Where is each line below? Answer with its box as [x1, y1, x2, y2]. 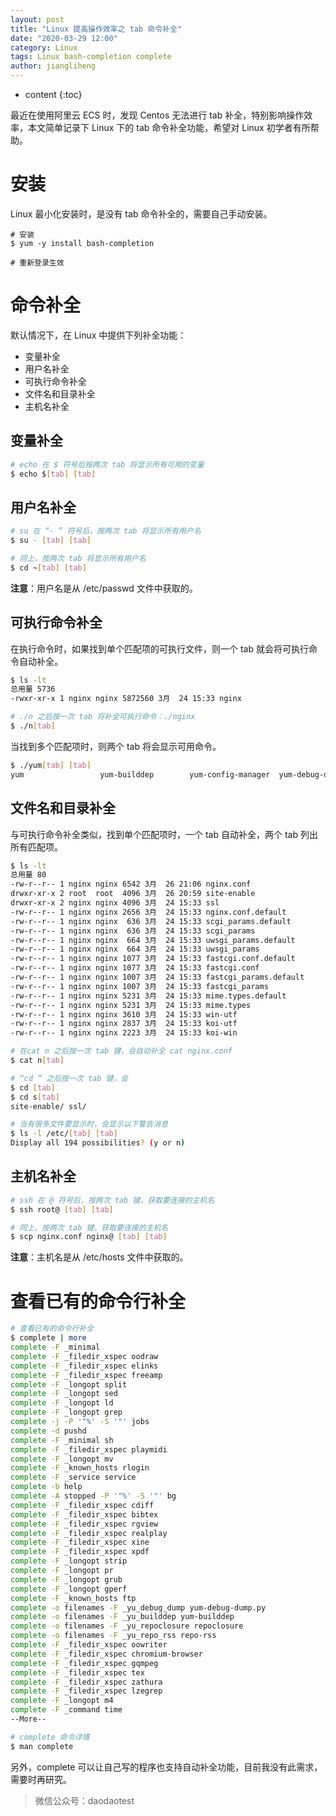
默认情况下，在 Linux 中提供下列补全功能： [10, 329, 187, 341]
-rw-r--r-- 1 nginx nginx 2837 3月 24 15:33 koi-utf [10, 1019, 238, 1029]
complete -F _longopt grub [10, 1574, 123, 1585]
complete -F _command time [10, 1705, 123, 1715]
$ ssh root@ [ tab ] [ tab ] [10, 1204, 114, 1215]
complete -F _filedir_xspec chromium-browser [10, 1649, 203, 1659]
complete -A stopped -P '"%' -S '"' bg [10, 1491, 177, 1501]
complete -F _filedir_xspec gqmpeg [10, 1658, 159, 1668]
